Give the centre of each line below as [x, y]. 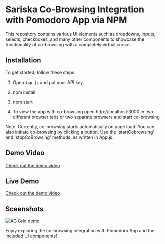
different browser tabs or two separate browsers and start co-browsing [86, 117]
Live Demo [22, 181]
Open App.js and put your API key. [48, 82]
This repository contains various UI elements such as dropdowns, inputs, [80, 34]
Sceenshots [24, 209]
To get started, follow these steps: [41, 72]
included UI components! [31, 236]
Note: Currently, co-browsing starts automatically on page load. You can [80, 126]
